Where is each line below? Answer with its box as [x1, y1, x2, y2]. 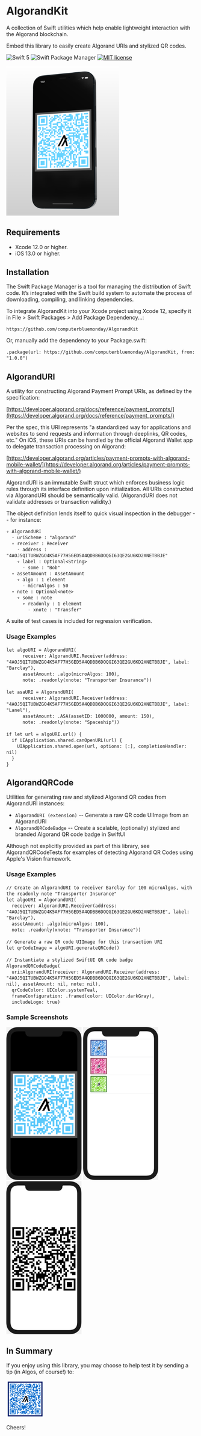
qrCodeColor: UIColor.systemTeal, [11, 987, 98, 993]
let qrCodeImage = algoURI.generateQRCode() [6, 945, 120, 951]
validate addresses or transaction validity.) [6, 498, 111, 506]
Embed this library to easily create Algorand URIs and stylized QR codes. [6, 42, 187, 49]
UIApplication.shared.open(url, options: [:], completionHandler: [17, 743, 187, 749]
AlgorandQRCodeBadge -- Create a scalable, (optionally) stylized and [14, 825, 181, 832]
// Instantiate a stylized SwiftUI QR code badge [6, 957, 134, 963]
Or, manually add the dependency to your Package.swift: [6, 337, 147, 344]
